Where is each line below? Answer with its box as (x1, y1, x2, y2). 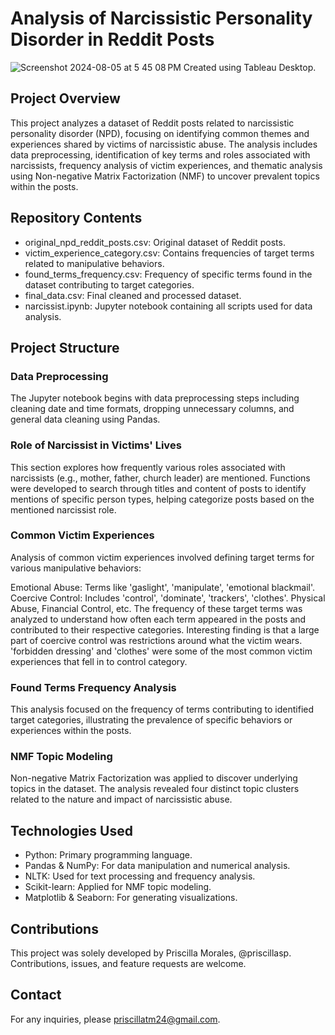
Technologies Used (10, 822, 133, 839)
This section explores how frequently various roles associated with (10, 461, 286, 473)
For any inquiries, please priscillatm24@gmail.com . (10, 1013, 221, 1025)
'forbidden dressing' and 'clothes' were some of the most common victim (10, 645, 313, 657)
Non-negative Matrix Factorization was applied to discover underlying (10, 772, 298, 784)
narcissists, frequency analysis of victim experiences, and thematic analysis (10, 159, 323, 171)
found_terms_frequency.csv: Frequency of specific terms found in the (24, 268, 313, 280)
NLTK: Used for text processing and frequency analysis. (24, 870, 256, 882)
